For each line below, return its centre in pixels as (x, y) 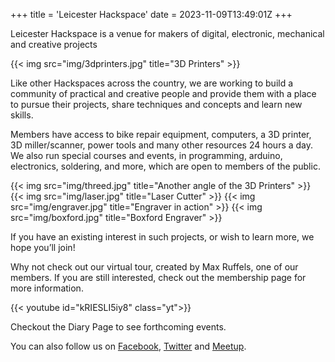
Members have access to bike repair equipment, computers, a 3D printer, (161, 134)
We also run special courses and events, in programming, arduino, (146, 155)
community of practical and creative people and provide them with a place (163, 93)
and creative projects (54, 44)
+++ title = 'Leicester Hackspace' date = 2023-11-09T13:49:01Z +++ (151, 14)
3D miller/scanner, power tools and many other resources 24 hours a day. (162, 145)
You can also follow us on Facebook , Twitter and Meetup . (128, 346)
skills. (22, 115)
